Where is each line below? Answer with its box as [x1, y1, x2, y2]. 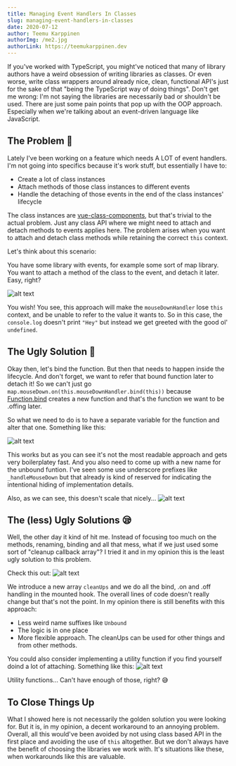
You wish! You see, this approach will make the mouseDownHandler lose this [7, 303, 223, 311]
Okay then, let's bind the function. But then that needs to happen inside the [7, 364, 225, 373]
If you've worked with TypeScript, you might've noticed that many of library [7, 63, 226, 70]
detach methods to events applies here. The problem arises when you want [7, 226, 226, 234]
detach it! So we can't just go [7, 379, 92, 388]
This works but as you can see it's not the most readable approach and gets [7, 450, 228, 458]
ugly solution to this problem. [7, 555, 91, 564]
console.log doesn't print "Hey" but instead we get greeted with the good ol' [7, 318, 228, 326]
